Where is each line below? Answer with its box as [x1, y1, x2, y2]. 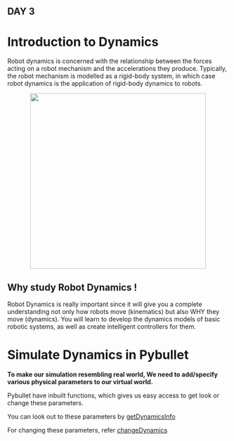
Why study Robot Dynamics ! [7, 281, 138, 294]
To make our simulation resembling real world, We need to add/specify [7, 370, 219, 379]
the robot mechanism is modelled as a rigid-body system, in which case [7, 72, 216, 80]
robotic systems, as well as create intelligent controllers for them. [7, 322, 197, 331]
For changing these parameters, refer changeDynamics [7, 426, 168, 435]
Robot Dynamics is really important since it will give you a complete [7, 300, 202, 308]
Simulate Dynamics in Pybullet [7, 347, 189, 363]
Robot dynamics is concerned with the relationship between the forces [7, 57, 212, 65]
